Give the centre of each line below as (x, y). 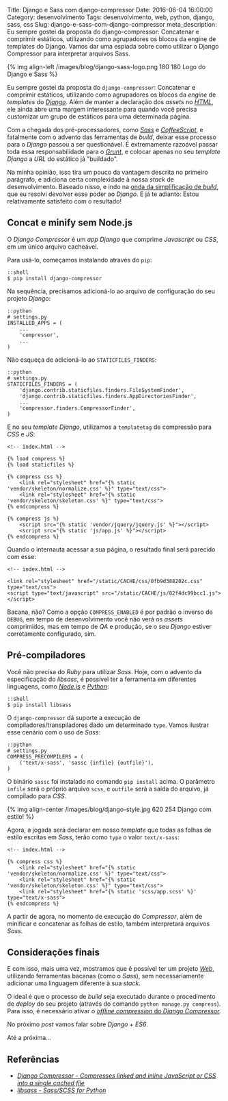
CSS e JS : (21, 434)
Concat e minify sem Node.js (70, 223)
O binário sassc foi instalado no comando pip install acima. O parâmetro (111, 781)
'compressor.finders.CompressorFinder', (77, 408)
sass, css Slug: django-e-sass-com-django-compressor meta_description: (112, 24)
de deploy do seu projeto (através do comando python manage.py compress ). (114, 1004)
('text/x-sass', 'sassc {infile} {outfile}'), (87, 763)
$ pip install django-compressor (55, 278)
